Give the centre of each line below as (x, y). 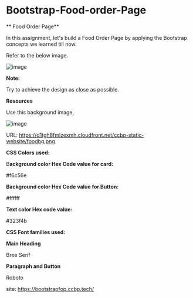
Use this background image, (40, 112)
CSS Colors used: (28, 153)
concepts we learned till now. (42, 44)
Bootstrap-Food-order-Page (76, 10)
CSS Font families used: (36, 232)
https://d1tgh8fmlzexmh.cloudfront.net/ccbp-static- (82, 135)
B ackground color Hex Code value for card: (60, 164)
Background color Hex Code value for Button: (62, 187)
